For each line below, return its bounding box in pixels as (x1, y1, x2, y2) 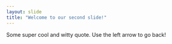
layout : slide (6, 8, 42, 15)
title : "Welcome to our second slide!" (6, 14, 107, 20)
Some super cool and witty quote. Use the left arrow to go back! (6, 31, 167, 38)
